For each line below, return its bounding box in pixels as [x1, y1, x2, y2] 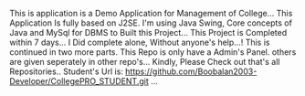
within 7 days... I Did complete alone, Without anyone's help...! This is [9, 37, 270, 48]
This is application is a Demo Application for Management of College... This [9, 8, 293, 18]
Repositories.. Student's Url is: [9, 66, 123, 77]
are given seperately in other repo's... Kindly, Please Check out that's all [9, 57, 280, 67]
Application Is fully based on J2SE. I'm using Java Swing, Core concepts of [9, 17, 292, 28]
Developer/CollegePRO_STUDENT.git [9, 76, 149, 86]
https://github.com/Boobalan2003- [124, 66, 258, 77]
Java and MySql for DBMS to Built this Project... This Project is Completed [9, 27, 288, 37]
